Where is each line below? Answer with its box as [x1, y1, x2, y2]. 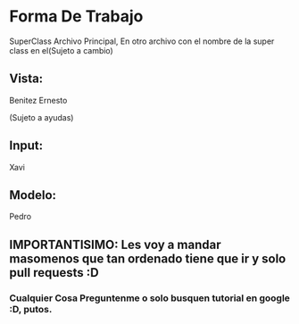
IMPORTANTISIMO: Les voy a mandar [9, 237, 221, 252]
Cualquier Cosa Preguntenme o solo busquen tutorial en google [9, 292, 290, 304]
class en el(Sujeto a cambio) [9, 45, 113, 55]
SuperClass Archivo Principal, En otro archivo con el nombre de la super [9, 36, 275, 46]
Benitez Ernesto [9, 95, 68, 105]
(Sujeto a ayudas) [9, 112, 74, 122]
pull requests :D [9, 265, 100, 280]
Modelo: [9, 187, 56, 203]
